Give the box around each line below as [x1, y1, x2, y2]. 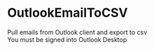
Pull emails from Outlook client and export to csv [7, 28, 148, 36]
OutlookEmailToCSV [7, 5, 128, 21]
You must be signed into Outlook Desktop [7, 35, 127, 43]
